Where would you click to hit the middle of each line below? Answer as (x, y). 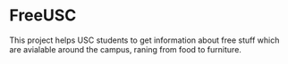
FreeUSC (43, 16)
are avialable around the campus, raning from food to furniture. (125, 49)
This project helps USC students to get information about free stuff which (144, 40)
